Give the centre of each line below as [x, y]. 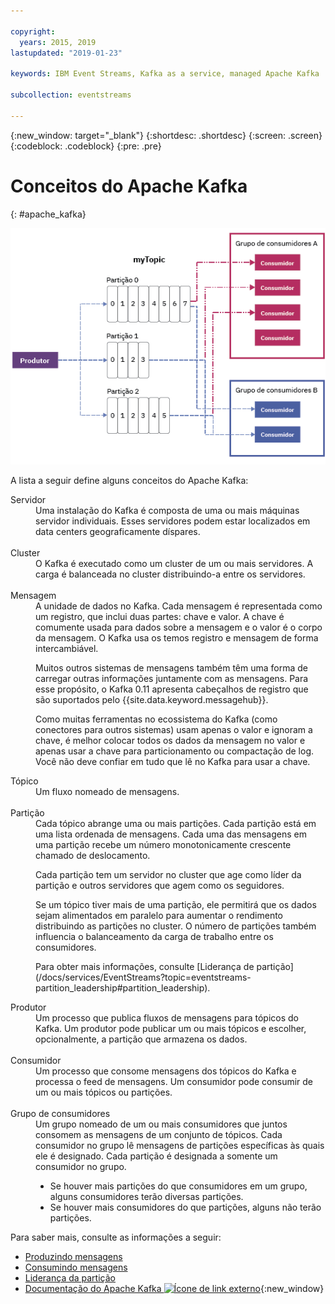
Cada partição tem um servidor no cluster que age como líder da [168, 875]
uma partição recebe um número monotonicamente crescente [163, 845]
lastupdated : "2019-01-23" [66, 53]
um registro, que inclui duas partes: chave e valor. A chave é [160, 617]
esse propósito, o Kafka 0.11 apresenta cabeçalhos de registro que [172, 689]
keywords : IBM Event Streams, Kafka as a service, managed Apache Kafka [165, 74]
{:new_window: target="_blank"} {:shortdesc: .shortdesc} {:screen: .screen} [166, 135]
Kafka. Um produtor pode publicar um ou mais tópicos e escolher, [171, 1029]
